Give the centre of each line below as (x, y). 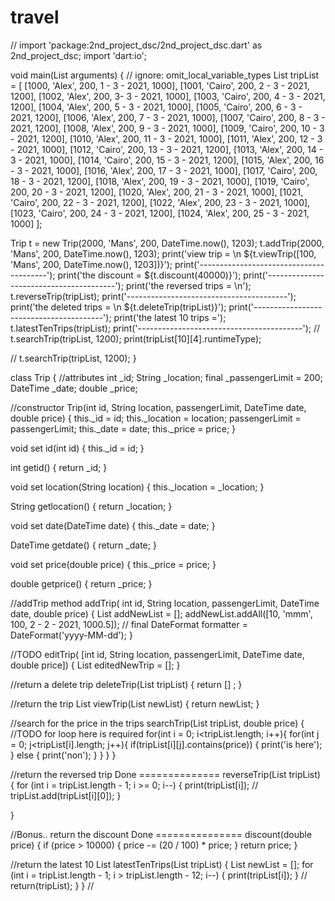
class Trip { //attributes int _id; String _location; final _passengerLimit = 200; (166, 377)
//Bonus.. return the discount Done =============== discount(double (161, 834)
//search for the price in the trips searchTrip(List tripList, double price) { (157, 723)
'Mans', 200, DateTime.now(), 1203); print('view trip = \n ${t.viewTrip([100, (163, 253)
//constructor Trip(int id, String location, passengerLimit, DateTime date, (158, 407)
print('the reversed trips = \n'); (188, 285)
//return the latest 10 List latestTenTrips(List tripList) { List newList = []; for (162, 864)
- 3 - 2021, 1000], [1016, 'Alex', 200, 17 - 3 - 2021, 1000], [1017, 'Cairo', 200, (164, 170)
